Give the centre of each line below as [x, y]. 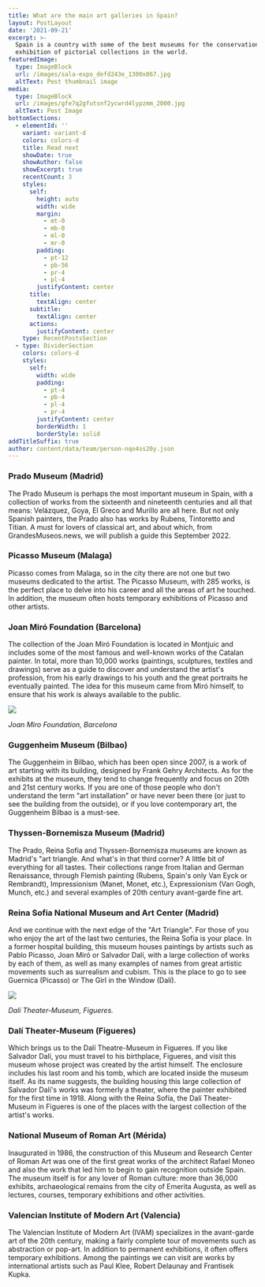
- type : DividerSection [54, 346]
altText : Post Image [49, 111]
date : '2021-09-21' [40, 30]
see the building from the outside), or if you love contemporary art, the [123, 804]
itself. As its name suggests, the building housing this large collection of [125, 1082]
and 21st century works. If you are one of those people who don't [114, 787]
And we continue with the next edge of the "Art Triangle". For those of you [129, 930]
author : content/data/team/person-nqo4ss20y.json [91, 448]
